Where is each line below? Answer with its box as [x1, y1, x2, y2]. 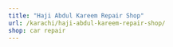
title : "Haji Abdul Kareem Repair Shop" [8, 11, 145, 20]
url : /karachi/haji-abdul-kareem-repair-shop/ [8, 19, 166, 27]
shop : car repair [8, 26, 66, 34]
